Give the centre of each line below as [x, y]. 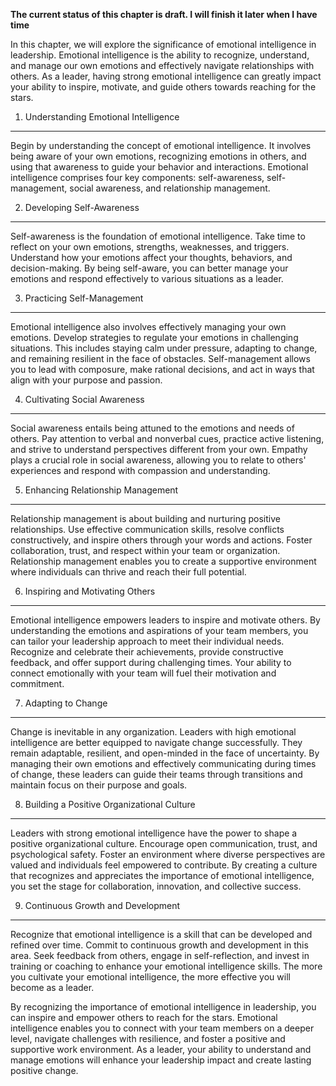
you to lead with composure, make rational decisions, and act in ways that [162, 369]
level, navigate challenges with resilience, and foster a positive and [148, 1038]
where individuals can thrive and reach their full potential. [128, 572]
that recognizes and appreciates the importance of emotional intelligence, [162, 875]
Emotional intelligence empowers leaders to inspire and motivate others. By [165, 620]
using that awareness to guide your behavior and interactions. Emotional [159, 167]
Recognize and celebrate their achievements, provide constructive [147, 652]
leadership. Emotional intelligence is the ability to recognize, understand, [160, 55]
